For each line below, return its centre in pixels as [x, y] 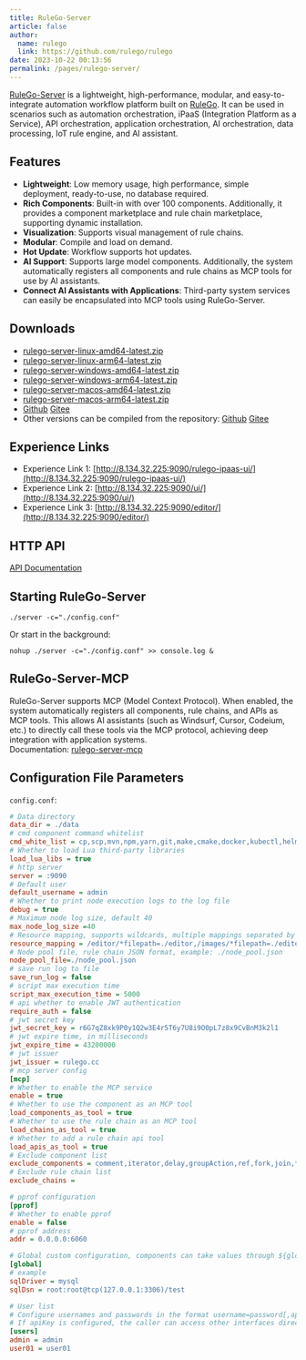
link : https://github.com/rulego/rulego [95, 52]
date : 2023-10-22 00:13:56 [61, 60]
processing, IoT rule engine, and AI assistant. [94, 133]
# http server [36, 867]
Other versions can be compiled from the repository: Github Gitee [146, 418]
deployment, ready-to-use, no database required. [116, 193]
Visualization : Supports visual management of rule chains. [133, 232]
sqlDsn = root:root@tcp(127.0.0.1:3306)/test [97, 1290]
